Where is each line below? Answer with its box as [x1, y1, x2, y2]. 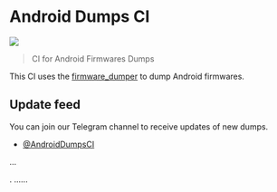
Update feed [9, 97, 81, 112]
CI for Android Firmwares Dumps [31, 53, 155, 64]
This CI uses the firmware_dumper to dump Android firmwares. [9, 71, 244, 82]
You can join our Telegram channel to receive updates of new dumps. [9, 120, 269, 132]
